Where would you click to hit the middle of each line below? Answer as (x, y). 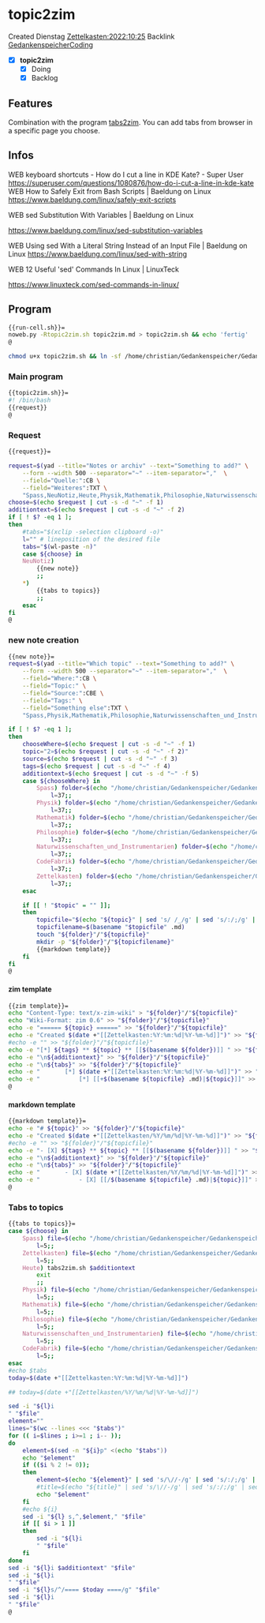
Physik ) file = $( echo (56, 1290)
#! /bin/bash (30, 400)
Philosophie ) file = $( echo (65, 1319)
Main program (36, 377)
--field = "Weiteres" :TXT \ (65, 488)
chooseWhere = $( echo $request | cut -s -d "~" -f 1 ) (109, 744)
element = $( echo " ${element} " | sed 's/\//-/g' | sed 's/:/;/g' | (146, 1480)
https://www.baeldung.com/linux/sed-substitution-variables (106, 230)
